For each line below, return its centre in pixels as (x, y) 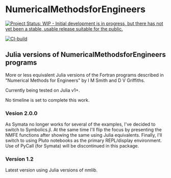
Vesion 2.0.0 (21, 113)
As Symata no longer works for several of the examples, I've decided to (80, 124)
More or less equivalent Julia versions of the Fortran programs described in (85, 75)
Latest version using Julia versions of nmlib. (52, 170)
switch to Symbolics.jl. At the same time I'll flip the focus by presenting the (83, 130)
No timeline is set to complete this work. (47, 100)
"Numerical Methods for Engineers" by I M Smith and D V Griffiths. (75, 80)
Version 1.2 (20, 159)
